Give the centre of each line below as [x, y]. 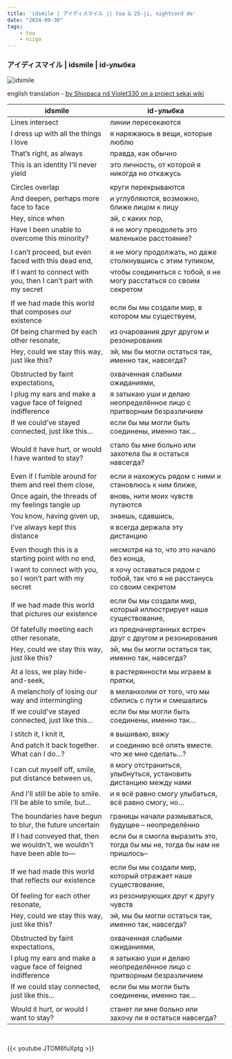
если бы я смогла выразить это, [164, 836]
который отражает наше [151, 876]
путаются [126, 505]
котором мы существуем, [153, 316]
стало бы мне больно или [153, 445]
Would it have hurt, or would [56, 449]
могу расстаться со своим [155, 281]
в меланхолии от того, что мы [160, 691]
